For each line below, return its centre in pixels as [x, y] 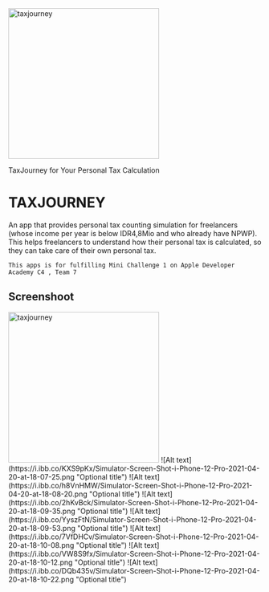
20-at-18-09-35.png [42, 511]
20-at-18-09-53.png [42, 528]
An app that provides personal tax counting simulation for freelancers [123, 225]
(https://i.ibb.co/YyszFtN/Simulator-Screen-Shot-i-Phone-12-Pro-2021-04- [132, 519]
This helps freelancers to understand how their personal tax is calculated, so [135, 242]
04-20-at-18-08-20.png [48, 494]
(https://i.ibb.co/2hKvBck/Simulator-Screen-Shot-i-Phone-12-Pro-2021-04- [133, 502]
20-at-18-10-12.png [41, 562]
